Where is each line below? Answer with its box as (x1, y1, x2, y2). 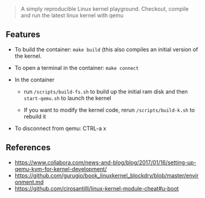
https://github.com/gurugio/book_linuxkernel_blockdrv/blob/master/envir (14, 172, 199, 179)
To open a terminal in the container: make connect (14, 64, 139, 71)
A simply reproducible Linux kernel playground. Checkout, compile (20, 6, 189, 12)
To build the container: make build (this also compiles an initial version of (14, 45, 198, 53)
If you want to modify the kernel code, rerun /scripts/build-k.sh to (23, 106, 195, 113)
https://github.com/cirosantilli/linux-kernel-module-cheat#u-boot (14, 185, 179, 192)
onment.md (14, 178, 44, 186)
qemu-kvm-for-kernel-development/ (14, 165, 107, 172)
